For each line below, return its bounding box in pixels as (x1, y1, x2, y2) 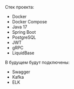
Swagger (12, 69, 30, 75)
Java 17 (12, 24, 28, 30)
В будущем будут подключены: (5, 60, 70, 65)
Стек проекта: (5, 4, 34, 10)
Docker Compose (12, 19, 47, 24)
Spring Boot (12, 29, 36, 35)
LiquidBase (12, 50, 35, 56)
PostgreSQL (12, 34, 36, 40)
